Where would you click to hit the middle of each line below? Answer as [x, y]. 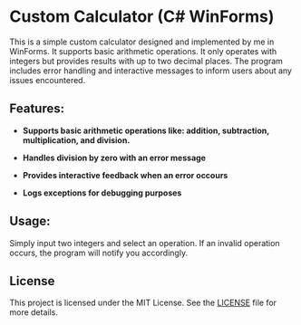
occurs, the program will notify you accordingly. [99, 253]
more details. [34, 312]
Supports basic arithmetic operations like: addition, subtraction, [146, 130]
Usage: [30, 221]
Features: [37, 109]
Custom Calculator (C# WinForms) [142, 17]
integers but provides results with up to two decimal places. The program [146, 61]
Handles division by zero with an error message [114, 158]
